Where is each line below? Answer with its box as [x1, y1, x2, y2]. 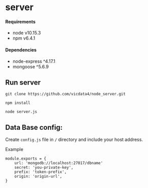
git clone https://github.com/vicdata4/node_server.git [5, 92, 126, 97]
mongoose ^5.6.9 [12, 63, 49, 69]
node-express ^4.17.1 [12, 58, 56, 64]
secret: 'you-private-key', [14, 165, 73, 170]
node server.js [5, 109, 38, 115]
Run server [5, 78, 41, 87]
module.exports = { [5, 156, 47, 161]
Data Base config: [5, 123, 63, 132]
